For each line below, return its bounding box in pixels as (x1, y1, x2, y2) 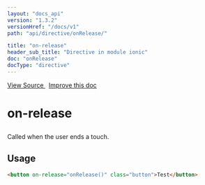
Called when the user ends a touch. (7, 132, 109, 140)
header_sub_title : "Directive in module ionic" (7, 49, 149, 56)
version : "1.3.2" (7, 17, 58, 24)
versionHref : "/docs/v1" (7, 23, 79, 30)
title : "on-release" (7, 43, 68, 50)
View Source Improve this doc (7, 81, 98, 89)
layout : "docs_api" (7, 10, 64, 17)
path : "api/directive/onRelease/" (7, 29, 108, 37)
